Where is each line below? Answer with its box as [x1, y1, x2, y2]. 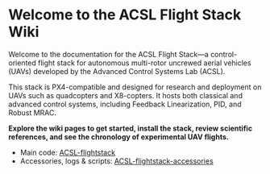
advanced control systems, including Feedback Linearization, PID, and [8, 99, 242, 109]
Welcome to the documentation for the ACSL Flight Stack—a [8, 49, 210, 59]
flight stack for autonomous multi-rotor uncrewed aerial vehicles [37, 58, 251, 68]
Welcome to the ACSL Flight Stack [8, 6, 242, 24]
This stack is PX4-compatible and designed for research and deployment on [8, 82, 262, 92]
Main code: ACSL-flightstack [19, 147, 115, 157]
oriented [8, 58, 36, 68]
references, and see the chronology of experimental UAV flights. [8, 131, 230, 142]
